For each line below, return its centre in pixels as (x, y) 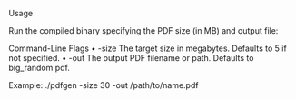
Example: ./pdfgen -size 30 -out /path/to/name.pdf (104, 85)
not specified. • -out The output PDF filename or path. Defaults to (131, 58)
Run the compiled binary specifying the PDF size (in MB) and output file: (143, 30)
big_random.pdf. (39, 68)
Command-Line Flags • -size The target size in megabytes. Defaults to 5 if (148, 48)
